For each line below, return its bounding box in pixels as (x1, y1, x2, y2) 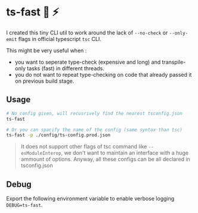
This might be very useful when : (6, 46, 87, 54)
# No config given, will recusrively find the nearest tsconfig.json (6, 110, 183, 117)
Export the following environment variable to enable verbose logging (6, 195, 175, 202)
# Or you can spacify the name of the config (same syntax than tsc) (6, 127, 183, 133)
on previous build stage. (14, 77, 75, 84)
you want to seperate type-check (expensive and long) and (14, 58, 161, 65)
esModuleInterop (20, 151, 61, 156)
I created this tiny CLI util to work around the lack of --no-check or (6, 29, 168, 36)
